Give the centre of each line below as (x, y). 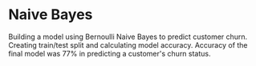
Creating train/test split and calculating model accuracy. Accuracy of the (128, 45)
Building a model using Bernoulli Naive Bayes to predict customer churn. (128, 37)
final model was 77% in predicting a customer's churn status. (110, 53)
